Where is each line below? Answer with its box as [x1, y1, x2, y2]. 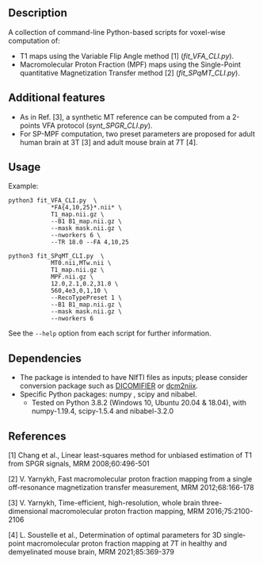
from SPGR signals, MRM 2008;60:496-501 [8, 459, 150, 469]
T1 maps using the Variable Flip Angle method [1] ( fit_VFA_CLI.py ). [19, 51, 234, 60]
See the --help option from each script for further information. [8, 328, 212, 338]
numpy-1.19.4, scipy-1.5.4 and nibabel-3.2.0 [31, 406, 174, 416]
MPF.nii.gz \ [50, 273, 93, 281]
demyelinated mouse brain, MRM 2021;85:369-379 [8, 547, 174, 557]
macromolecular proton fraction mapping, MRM [49, 507, 204, 516]
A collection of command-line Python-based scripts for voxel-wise [8, 27, 226, 36]
